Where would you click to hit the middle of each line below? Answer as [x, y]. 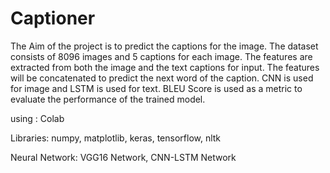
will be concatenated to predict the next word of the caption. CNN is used [162, 78]
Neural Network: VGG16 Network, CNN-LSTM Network [123, 157]
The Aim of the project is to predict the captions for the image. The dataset [164, 46]
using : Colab [37, 118]
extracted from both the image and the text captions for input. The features [165, 67]
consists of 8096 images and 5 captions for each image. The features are [161, 56]
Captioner [53, 18]
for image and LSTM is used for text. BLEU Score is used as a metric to [156, 88]
